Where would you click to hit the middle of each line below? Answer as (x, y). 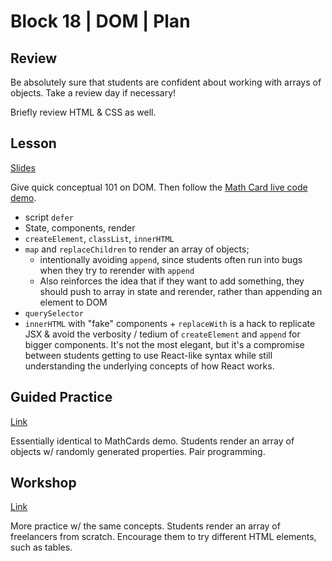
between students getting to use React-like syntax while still (148, 355)
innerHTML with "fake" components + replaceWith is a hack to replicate (170, 323)
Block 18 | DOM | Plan (100, 21)
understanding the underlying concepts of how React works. (149, 366)
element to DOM (73, 302)
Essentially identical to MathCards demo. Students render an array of (152, 441)
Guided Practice (61, 397)
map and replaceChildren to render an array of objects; (137, 249)
